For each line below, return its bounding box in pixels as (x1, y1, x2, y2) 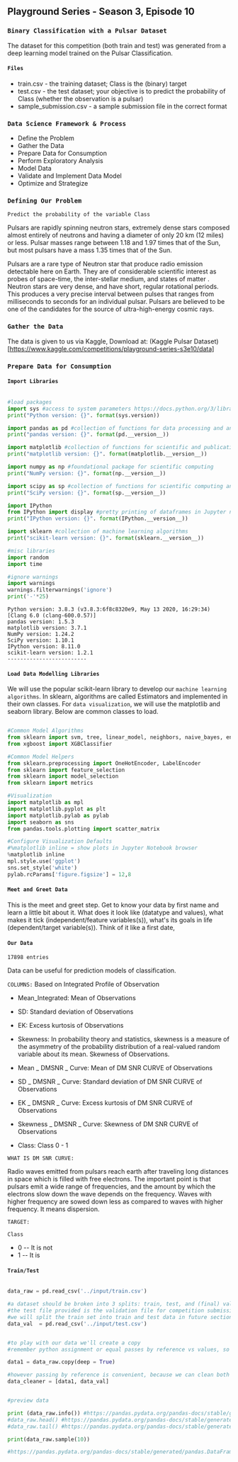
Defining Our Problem (7, 197, 82, 205)
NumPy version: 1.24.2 (7, 630, 74, 638)
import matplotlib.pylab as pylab (7, 812, 110, 819)
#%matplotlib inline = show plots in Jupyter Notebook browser (7, 844, 198, 852)
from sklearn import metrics (7, 779, 93, 787)
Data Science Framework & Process (7, 120, 126, 127)
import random (7, 554, 50, 561)
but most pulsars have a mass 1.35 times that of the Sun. (7, 246, 172, 254)
